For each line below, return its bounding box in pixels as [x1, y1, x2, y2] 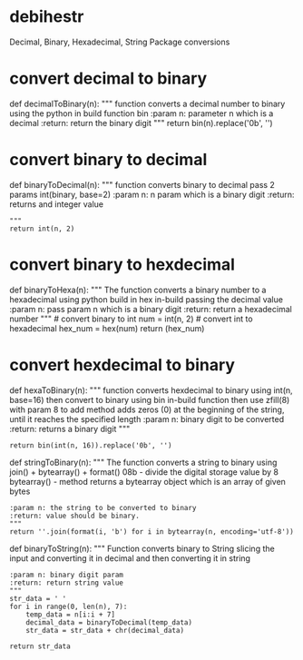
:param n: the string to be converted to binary [9, 503, 197, 512]
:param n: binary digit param [9, 570, 124, 579]
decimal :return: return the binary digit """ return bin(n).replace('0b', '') [9, 117, 274, 128]
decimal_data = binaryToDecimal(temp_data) [25, 617, 193, 627]
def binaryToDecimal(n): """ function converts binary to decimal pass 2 [9, 179, 275, 190]
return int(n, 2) [9, 224, 75, 233]
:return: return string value [9, 578, 124, 587]
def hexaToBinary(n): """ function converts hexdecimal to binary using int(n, [9, 384, 293, 396]
